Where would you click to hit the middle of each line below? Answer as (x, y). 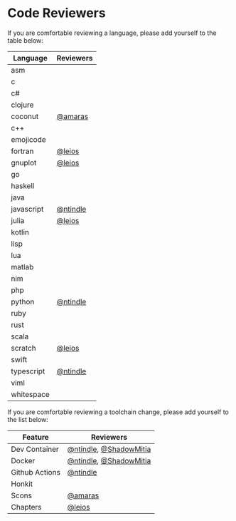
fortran (22, 151)
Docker (23, 460)
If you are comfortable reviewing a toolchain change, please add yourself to (118, 412)
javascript (27, 209)
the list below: (28, 419)
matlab (22, 267)
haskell (23, 185)
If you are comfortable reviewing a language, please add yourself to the (112, 33)
